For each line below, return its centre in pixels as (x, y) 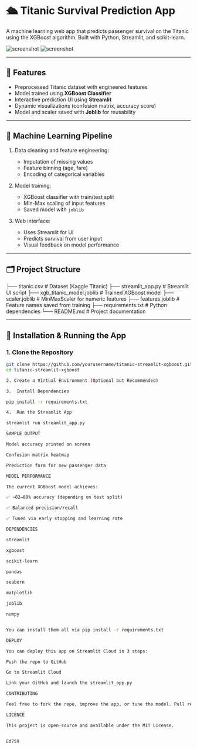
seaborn (16, 582)
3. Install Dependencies (38, 391)
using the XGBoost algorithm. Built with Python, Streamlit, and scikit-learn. (96, 37)
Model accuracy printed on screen (48, 444)
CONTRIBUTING (22, 694)
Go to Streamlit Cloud (34, 673)
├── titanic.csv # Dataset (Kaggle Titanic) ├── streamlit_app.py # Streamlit (98, 287)
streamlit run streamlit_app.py (45, 423)
